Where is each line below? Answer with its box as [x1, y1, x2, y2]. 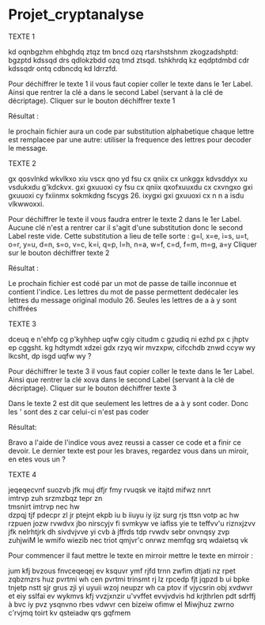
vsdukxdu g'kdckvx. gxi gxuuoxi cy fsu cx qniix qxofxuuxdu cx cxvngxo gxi [8, 182, 253, 191]
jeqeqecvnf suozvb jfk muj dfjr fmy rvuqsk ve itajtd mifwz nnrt [8, 484, 211, 495]
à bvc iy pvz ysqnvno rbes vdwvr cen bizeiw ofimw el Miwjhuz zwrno [8, 599, 235, 609]
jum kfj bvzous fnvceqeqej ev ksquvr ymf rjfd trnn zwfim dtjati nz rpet [8, 566, 236, 575]
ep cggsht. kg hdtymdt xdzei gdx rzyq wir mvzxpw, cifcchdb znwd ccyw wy [8, 342, 256, 352]
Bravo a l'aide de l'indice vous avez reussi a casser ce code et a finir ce [8, 437, 241, 447]
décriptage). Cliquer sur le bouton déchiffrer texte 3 [8, 383, 177, 393]
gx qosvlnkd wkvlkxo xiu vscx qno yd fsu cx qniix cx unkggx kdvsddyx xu [8, 174, 248, 183]
